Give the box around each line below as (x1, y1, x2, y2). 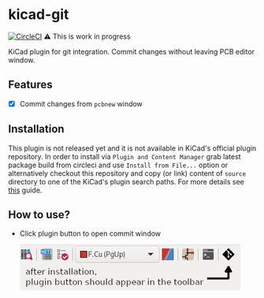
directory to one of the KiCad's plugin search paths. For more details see (8, 177, 244, 186)
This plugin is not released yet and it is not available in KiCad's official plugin (8, 143, 257, 153)
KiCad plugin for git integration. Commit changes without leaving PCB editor (8, 47, 255, 56)
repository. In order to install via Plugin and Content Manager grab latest (8, 151, 242, 161)
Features (8, 78, 53, 91)
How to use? (8, 208, 71, 222)
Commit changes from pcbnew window (19, 99, 143, 108)
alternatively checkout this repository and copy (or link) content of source (8, 168, 247, 178)
